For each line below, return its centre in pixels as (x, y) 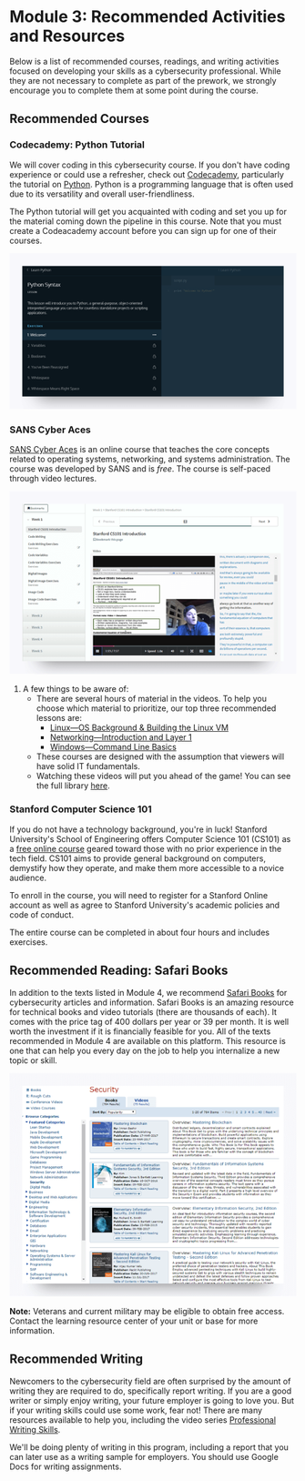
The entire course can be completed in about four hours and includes (140, 932)
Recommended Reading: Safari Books (119, 971)
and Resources (67, 36)
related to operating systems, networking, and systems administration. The (150, 459)
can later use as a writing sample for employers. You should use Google (144, 1456)
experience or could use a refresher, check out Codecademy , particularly (147, 174)
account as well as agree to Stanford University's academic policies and (145, 905)
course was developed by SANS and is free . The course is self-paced (140, 468)
